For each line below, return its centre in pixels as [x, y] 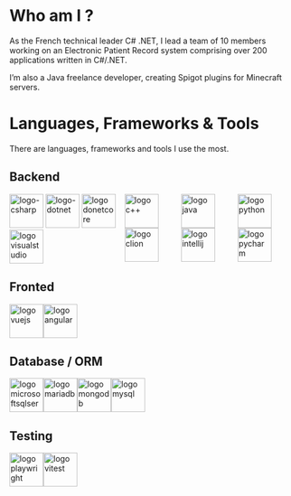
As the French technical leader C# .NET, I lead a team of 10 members [138, 41]
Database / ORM [56, 361]
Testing [31, 436]
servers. [25, 87]
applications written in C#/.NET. [69, 60]
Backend [35, 177]
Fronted [32, 287]
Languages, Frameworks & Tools [134, 124]
